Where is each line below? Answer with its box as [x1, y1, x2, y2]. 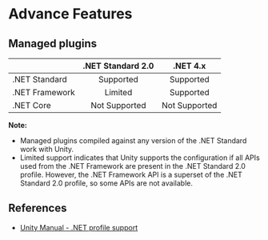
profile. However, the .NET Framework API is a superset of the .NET [19, 170, 242, 179]
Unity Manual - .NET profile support [19, 222, 138, 232]
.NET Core [12, 100, 51, 110]
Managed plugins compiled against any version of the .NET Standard [19, 136, 247, 145]
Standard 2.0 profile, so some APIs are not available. [19, 178, 194, 188]
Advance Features [8, 5, 133, 23]
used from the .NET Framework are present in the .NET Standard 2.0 [19, 162, 246, 170]
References [8, 202, 67, 215]
